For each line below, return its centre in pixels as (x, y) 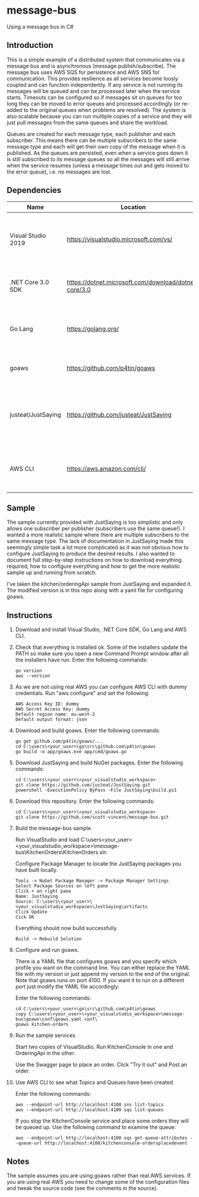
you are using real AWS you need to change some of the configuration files (98, 1182)
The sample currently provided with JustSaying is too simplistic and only (95, 522)
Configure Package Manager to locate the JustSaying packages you (98, 864)
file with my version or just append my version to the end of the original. (103, 974)
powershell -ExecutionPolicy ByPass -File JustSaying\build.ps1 (96, 790)
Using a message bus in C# (40, 27)
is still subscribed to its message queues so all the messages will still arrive (98, 159)
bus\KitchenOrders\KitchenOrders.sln (61, 852)
